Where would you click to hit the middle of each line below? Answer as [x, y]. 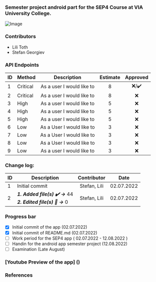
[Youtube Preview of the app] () [43, 262]
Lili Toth [20, 47]
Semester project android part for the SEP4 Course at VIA [74, 7]
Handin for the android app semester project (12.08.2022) [70, 244]
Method [26, 77]
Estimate [110, 77]
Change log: [20, 165]
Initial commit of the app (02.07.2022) [50, 227]
